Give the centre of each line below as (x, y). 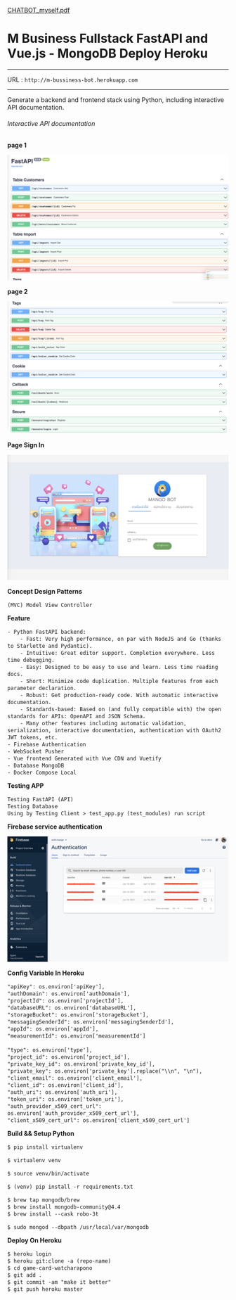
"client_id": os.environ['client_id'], (66, 1085)
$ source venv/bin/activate (48, 1173)
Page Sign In (26, 445)
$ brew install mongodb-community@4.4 (64, 1207)
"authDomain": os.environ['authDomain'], (69, 994)
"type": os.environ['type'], (50, 1050)
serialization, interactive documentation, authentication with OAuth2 (114, 730)
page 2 (18, 292)
